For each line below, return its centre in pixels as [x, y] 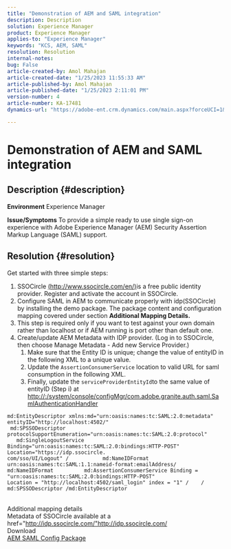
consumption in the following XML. [76, 374]
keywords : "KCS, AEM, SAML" [47, 46]
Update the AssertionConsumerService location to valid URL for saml [123, 367]
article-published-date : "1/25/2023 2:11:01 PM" [78, 90]
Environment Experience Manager [56, 206]
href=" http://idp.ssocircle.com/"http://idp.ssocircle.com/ [87, 523]
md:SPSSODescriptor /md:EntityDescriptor [67, 488]
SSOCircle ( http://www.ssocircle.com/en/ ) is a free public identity [109, 286]
